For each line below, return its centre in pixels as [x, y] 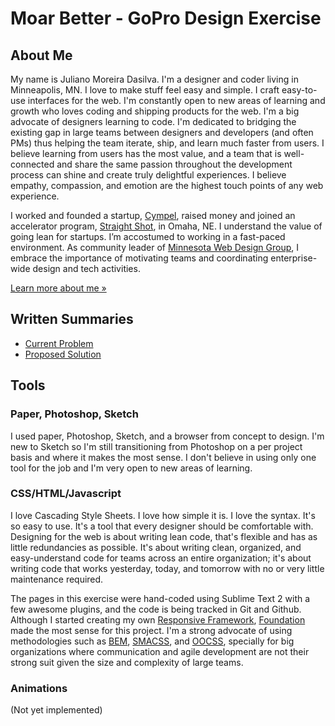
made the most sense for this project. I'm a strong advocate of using [151, 630]
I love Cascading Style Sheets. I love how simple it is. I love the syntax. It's [163, 515]
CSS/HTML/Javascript [66, 494]
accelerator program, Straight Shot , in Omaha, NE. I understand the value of [166, 226]
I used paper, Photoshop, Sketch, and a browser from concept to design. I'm [167, 436]
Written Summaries [72, 319]
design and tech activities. [86, 268]
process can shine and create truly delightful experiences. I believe [148, 175]
